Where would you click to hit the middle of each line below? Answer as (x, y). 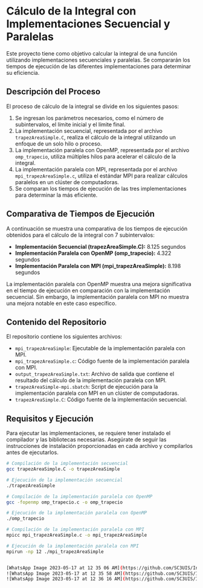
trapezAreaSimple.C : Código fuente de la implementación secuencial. (101, 400)
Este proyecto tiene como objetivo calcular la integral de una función (92, 53)
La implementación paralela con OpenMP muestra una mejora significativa (99, 284)
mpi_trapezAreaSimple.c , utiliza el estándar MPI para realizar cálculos (101, 176)
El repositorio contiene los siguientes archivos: (64, 337)
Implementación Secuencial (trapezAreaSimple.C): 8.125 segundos (100, 246)
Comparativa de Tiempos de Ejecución (81, 214)
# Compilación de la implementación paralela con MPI (76, 529)
